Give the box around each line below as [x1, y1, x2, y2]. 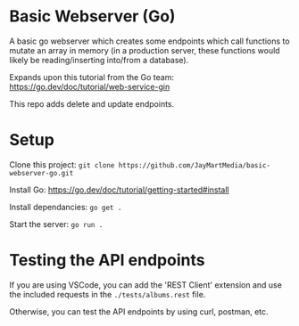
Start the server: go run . [9, 218, 104, 229]
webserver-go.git [9, 168, 74, 177]
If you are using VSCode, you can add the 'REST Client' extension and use [9, 279, 283, 290]
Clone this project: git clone [9, 159, 115, 170]
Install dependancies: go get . [9, 201, 122, 212]
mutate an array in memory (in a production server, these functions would [9, 45, 280, 55]
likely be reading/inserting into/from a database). [9, 54, 189, 65]
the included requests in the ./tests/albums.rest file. [9, 289, 206, 299]
